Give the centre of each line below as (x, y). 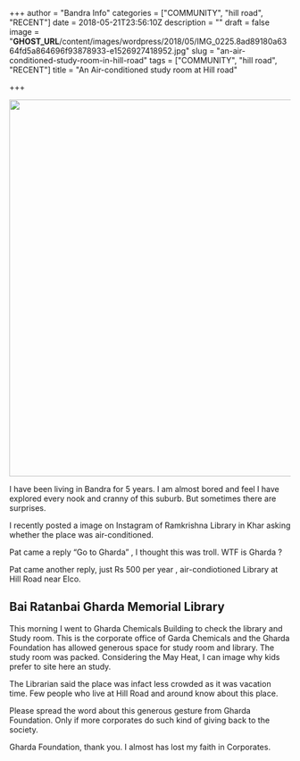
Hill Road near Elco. (46, 579)
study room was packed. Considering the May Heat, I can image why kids (145, 656)
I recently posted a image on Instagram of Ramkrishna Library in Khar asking (150, 525)
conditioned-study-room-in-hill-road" (79, 60)
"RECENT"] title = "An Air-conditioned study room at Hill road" (124, 70)
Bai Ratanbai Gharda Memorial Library (117, 607)
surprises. (28, 508)
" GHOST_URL (34, 41)
